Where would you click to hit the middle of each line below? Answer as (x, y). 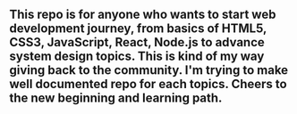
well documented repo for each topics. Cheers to (148, 84)
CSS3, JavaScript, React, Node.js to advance (137, 42)
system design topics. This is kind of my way (137, 57)
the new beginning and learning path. (116, 98)
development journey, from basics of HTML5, (138, 29)
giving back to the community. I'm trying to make (149, 70)
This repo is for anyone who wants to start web (143, 15)
